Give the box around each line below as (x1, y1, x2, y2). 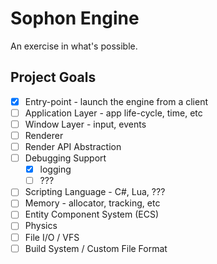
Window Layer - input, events (24, 118, 147, 130)
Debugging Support (24, 152, 107, 164)
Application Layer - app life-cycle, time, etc (24, 107, 203, 119)
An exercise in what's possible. (10, 40, 138, 52)
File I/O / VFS (24, 231, 80, 243)
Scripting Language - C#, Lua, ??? (24, 186, 166, 198)
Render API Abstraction (24, 141, 122, 152)
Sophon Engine (10, 7, 140, 30)
